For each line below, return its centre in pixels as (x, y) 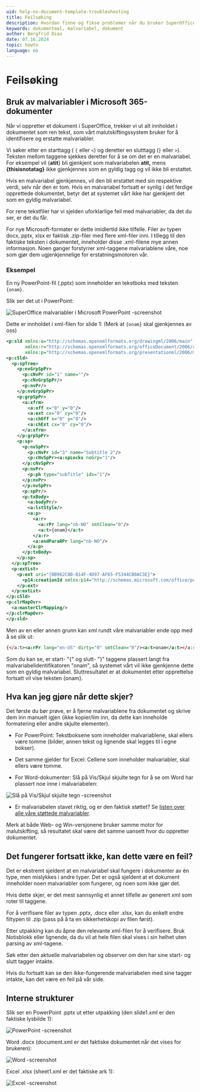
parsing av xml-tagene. (35, 943)
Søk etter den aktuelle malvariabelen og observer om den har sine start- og (99, 955)
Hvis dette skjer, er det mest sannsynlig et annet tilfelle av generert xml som (99, 895)
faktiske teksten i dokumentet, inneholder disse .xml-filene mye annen (92, 242)
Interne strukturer (40, 998)
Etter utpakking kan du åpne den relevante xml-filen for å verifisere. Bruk (96, 931)
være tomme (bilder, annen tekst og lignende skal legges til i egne (96, 742)
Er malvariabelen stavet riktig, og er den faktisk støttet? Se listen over (100, 807)
